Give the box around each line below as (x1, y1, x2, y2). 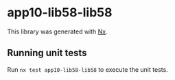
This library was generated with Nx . (7, 27, 108, 36)
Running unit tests (7, 47, 87, 59)
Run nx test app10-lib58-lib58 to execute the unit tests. (7, 65, 168, 73)
